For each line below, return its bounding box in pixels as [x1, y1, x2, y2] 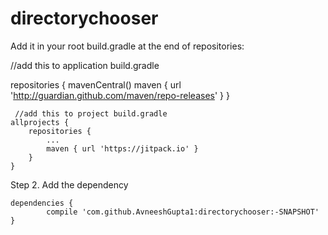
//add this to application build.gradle [10, 59, 160, 71]
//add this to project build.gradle [14, 108, 168, 119]
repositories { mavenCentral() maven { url [10, 78, 182, 91]
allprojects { [10, 117, 70, 127]
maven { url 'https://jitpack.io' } [46, 143, 199, 154]
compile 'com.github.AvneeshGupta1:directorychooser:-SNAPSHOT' [46, 207, 320, 217]
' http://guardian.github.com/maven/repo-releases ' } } [10, 89, 230, 101]
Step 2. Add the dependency [10, 178, 129, 191]
